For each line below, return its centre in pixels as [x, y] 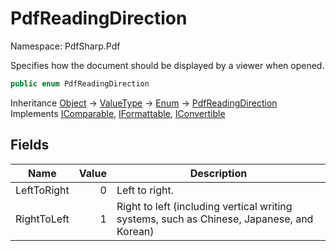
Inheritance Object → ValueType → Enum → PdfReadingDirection [144, 103]
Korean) [135, 231]
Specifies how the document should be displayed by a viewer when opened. [167, 65]
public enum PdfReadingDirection [80, 83]
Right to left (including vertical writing [204, 206]
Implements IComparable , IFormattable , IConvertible [118, 113]
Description [218, 173]
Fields [30, 145]
